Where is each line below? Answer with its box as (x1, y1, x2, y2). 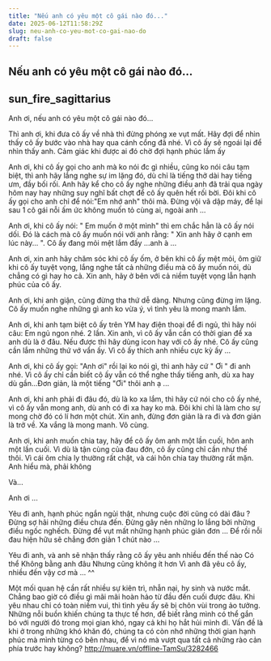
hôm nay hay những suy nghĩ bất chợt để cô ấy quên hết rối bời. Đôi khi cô (8, 188, 256, 198)
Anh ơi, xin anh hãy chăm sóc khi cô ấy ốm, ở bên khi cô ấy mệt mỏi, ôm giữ (8, 254, 261, 264)
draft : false (8, 34, 53, 43)
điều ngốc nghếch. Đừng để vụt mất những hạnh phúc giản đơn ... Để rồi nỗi (8, 526, 263, 536)
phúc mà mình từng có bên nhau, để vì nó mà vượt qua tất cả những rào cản (8, 635, 262, 645)
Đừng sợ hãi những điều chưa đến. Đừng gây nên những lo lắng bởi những (8, 517, 256, 527)
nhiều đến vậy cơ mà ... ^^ (8, 568, 95, 577)
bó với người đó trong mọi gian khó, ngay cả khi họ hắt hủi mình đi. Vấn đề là (8, 618, 264, 628)
